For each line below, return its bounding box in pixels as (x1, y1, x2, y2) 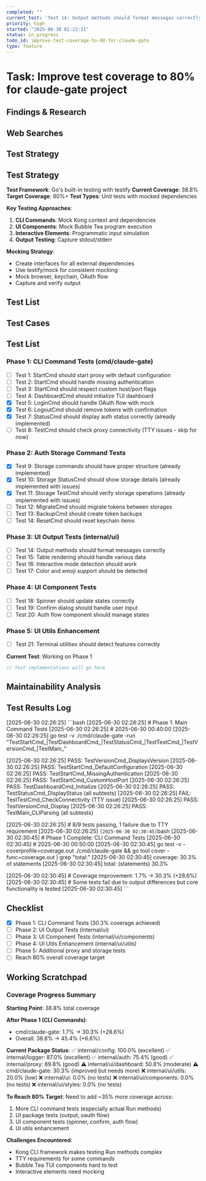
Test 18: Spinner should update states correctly (15, 597, 135, 604)
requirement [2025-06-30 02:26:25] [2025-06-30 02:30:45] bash (6, 827, 170, 835)
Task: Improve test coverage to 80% (6, 70, 195, 84)
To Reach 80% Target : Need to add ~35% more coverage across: (6, 1093, 174, 1101)
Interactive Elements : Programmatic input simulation (15, 230, 150, 237)
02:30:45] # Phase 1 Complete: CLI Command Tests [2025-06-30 (14, 834, 181, 841)
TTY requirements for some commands (15, 1155, 115, 1163)
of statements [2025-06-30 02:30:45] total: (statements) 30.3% (6, 860, 169, 868)
